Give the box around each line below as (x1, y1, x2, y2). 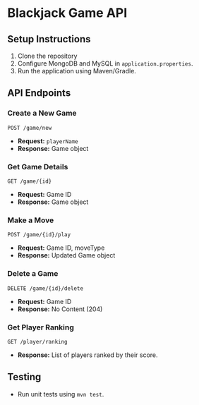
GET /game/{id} (7, 178, 52, 185)
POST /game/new (7, 124, 52, 131)
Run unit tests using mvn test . (17, 389, 104, 398)
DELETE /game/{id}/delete (7, 284, 83, 292)
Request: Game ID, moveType (17, 243, 105, 252)
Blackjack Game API (7, 5, 128, 21)
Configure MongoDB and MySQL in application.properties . (17, 59, 193, 68)
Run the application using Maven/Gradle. (17, 67, 136, 75)
